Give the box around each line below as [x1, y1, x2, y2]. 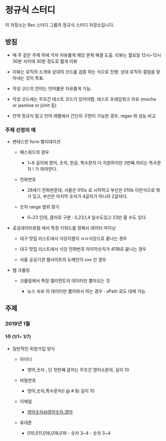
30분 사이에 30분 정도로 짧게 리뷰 [12, 58, 78, 64]
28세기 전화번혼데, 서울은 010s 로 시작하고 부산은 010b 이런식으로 [27, 187, 155, 193]
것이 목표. [25, 75, 45, 81]
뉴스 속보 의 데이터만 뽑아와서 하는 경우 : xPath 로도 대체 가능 [27, 289, 146, 294]
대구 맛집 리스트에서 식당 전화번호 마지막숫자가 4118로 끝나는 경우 [19, 246, 147, 252]
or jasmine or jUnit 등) [12, 102, 57, 108]
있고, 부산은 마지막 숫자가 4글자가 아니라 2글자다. [32, 193, 128, 199]
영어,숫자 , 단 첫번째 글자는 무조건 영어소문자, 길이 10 [27, 367, 129, 372]
